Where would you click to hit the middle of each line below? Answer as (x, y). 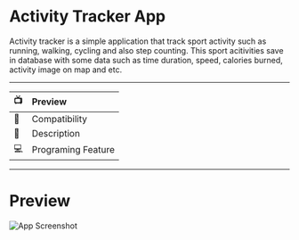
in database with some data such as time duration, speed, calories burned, (146, 60)
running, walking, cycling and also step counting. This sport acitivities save (146, 50)
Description (56, 133)
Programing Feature (73, 150)
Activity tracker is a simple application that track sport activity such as (138, 41)
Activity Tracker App (88, 17)
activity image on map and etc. (66, 70)
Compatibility (59, 119)
